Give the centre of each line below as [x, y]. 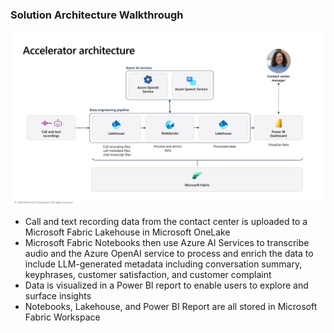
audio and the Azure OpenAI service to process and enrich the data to [169, 253]
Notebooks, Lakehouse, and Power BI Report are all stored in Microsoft [171, 306]
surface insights [58, 295]
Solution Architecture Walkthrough [97, 15]
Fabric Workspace [62, 317]
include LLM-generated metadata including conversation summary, [163, 264]
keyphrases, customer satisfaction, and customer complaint [148, 274]
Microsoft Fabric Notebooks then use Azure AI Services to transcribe [167, 242]
